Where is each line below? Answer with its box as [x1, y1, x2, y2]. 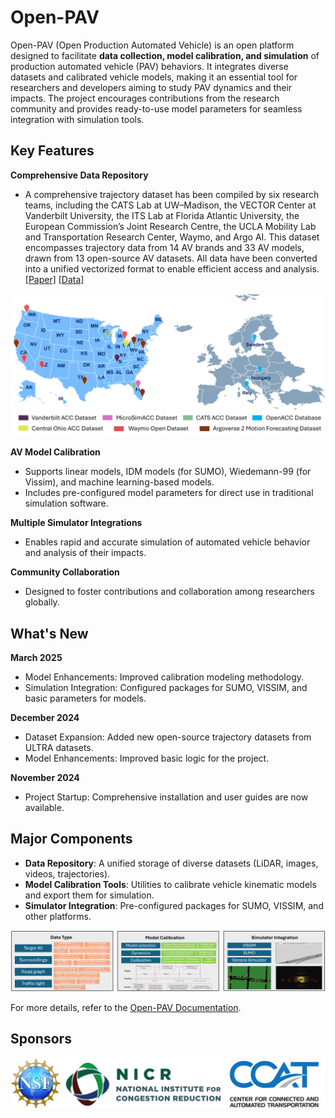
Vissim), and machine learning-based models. [24, 476, 215, 488]
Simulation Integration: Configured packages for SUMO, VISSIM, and [24, 681, 308, 693]
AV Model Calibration [10, 446, 101, 458]
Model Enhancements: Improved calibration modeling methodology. [24, 671, 305, 683]
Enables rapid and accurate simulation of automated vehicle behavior [24, 536, 311, 548]
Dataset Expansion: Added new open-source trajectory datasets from [24, 731, 312, 743]
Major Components [10, 831, 133, 848]
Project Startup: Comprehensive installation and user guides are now [24, 791, 309, 803]
